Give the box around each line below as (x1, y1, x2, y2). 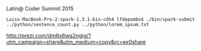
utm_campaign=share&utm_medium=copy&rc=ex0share (6, 39, 146, 45)
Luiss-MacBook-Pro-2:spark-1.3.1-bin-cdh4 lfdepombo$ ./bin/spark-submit (6, 17, 196, 23)
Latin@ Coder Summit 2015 (6, 5, 74, 12)
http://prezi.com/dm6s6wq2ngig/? (6, 32, 91, 39)
